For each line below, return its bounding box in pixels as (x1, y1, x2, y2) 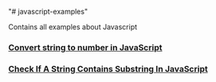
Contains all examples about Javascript (8, 22, 138, 31)
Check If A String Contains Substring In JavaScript (8, 63, 209, 74)
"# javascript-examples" (8, 7, 88, 16)
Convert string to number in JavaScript (8, 41, 163, 53)
